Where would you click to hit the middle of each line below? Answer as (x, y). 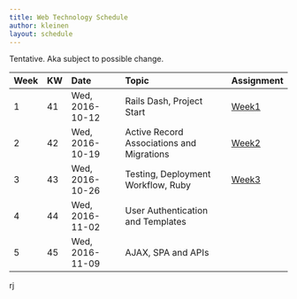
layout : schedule (41, 34)
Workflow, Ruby (158, 185)
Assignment (257, 80)
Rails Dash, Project (164, 101)
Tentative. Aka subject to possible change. (87, 59)
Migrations (147, 154)
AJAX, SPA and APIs (167, 253)
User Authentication (167, 211)
